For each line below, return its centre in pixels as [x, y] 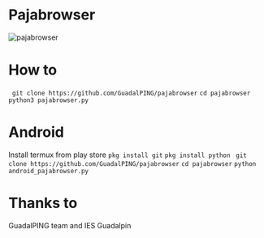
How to [33, 70]
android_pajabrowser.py [49, 171]
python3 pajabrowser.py [49, 100]
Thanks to [43, 203]
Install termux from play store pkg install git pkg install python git [128, 155]
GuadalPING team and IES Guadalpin [70, 225]
